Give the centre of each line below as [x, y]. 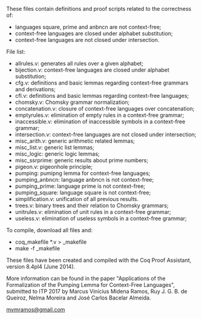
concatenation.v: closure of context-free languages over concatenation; [105, 108]
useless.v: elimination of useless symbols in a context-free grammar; [101, 218]
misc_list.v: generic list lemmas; [55, 147]
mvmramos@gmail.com [36, 310]
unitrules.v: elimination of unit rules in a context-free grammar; [93, 212]
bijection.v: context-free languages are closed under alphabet [92, 70]
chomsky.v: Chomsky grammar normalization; [72, 102]
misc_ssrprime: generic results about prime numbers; [82, 160]
